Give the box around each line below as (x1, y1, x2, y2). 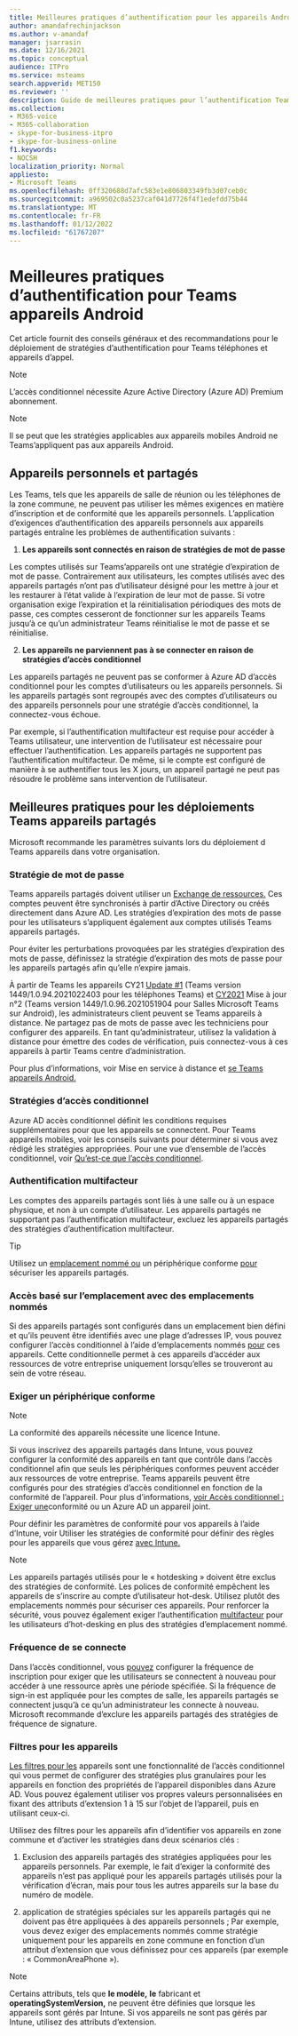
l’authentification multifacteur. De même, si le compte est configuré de (9, 755, 266, 765)
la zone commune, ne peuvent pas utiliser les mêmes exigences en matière (9, 499, 284, 509)
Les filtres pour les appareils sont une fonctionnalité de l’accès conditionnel (9, 1761, 286, 1771)
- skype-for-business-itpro (9, 129, 114, 138)
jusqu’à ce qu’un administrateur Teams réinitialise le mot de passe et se (9, 619, 271, 629)
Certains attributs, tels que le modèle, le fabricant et (9, 1988, 201, 2000)
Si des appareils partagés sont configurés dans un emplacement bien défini (9, 1321, 286, 1331)
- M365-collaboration (9, 121, 90, 130)
